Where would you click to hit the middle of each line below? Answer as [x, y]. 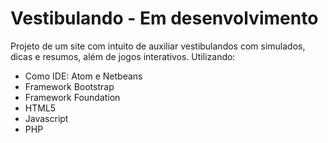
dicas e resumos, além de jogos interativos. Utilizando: [123, 56]
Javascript [46, 118]
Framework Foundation [72, 97]
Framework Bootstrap [69, 86]
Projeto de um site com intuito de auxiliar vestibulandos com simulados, [158, 46]
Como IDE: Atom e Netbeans [83, 76]
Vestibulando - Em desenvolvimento [164, 18]
